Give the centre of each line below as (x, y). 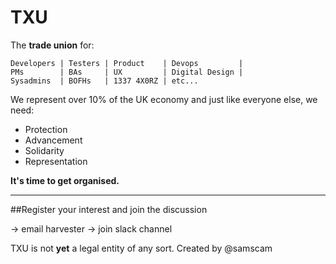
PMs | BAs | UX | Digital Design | (127, 72)
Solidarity (44, 150)
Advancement (53, 140)
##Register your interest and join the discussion (109, 209)
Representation (56, 161)
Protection (46, 129)
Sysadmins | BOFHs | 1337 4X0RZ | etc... (104, 81)
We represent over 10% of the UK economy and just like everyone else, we (164, 99)
